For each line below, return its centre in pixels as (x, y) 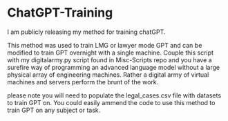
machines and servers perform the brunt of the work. (83, 82)
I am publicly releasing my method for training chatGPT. (86, 32)
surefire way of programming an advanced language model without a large (114, 67)
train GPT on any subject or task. (54, 110)
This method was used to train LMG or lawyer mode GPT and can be (105, 45)
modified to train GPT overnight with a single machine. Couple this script (111, 53)
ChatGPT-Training (60, 13)
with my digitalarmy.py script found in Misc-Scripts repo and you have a (110, 59)
